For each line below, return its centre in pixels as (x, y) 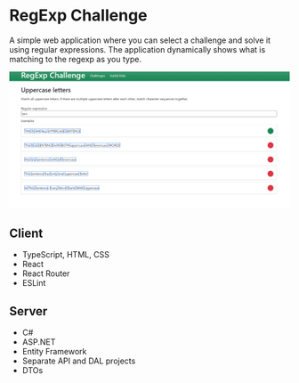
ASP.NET (39, 342)
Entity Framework (54, 352)
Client (26, 233)
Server (28, 311)
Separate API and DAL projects (79, 361)
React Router (46, 273)
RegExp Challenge (79, 16)
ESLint (34, 283)
